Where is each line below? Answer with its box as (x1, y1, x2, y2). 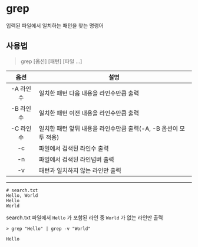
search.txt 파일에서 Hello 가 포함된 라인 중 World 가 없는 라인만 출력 (6, 214, 163, 221)
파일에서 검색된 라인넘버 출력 (38, 155, 115, 163)
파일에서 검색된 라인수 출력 (38, 144, 109, 152)
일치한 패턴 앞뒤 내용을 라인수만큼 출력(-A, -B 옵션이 (38, 124, 179, 133)
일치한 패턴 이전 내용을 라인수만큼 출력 (38, 108, 140, 117)
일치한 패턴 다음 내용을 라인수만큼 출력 (38, 89, 140, 97)
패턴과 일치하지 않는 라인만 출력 (38, 166, 122, 174)
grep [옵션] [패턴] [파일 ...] (20, 58, 82, 65)
